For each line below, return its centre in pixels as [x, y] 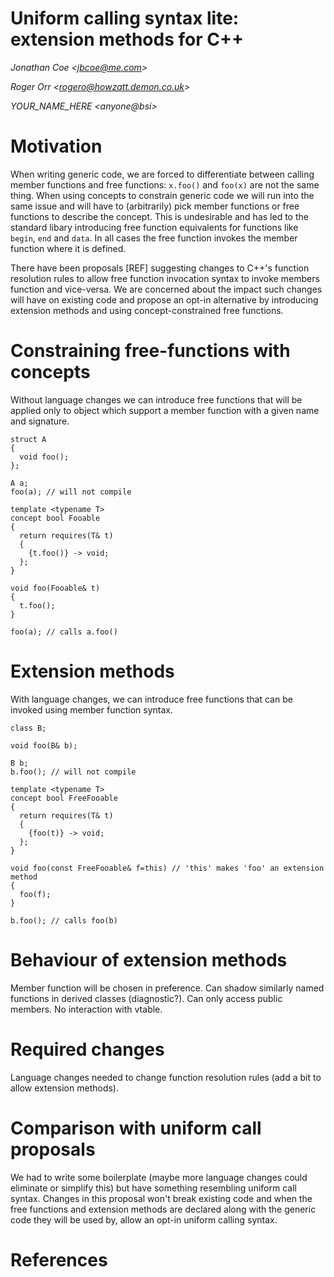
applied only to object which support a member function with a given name [165, 410]
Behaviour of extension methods [149, 959]
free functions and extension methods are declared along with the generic [163, 1209]
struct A [28, 439]
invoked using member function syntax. [91, 709]
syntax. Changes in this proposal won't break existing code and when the [161, 1198]
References [59, 1259]
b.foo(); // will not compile [73, 772]
